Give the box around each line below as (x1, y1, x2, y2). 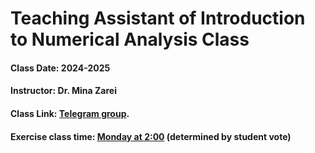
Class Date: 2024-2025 (10, 62, 111, 74)
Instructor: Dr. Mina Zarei (10, 85, 117, 97)
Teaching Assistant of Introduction (10, 7, 306, 30)
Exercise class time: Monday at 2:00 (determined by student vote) (10, 130, 292, 142)
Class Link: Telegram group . (10, 107, 130, 119)
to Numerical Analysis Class (10, 28, 250, 51)
